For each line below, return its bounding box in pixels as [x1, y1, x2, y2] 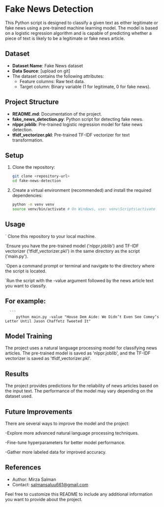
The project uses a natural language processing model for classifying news [5, 345, 157, 351]
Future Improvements [5, 407, 73, 416]
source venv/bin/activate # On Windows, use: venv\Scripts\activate [12, 207, 156, 211]
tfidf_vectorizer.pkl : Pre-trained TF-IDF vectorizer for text [12, 132, 130, 138]
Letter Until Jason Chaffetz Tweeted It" [5, 319, 91, 324]
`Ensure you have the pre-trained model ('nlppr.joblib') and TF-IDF [5, 242, 139, 249]
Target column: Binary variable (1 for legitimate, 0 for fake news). [19, 84, 151, 89]
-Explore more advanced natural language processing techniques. [5, 430, 139, 436]
